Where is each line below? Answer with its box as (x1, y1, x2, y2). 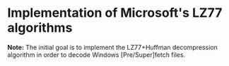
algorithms (7, 20, 73, 36)
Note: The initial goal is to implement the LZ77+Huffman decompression (7, 43, 218, 51)
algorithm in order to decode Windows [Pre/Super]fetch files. (7, 51, 186, 59)
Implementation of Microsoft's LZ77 (7, 5, 223, 21)
